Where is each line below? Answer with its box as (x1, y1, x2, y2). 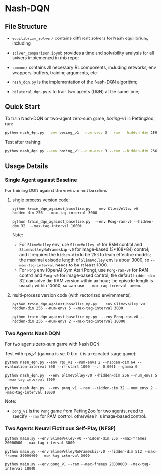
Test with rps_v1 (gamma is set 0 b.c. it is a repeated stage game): (5, 350, 137, 356)
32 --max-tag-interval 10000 (21, 224, 82, 228)
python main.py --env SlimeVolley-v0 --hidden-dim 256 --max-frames (5, 436, 146, 441)
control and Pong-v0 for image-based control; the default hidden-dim (19, 272, 155, 278)
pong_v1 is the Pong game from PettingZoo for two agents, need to (12, 408, 144, 414)
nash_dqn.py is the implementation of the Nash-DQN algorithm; (12, 79, 138, 85)
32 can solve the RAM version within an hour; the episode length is (19, 278, 153, 284)
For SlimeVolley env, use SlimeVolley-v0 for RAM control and (19, 242, 142, 247)
